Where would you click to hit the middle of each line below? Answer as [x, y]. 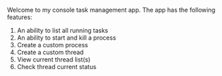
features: [20, 17]
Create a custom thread [50, 52]
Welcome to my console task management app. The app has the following [111, 10]
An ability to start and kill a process [66, 38]
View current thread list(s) [54, 60]
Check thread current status [57, 67]
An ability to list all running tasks [63, 30]
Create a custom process [53, 45]
